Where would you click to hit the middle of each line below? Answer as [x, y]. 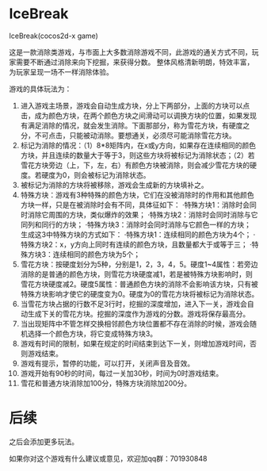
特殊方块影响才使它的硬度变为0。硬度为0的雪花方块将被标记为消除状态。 [139, 293]
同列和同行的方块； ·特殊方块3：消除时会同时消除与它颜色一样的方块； [136, 224]
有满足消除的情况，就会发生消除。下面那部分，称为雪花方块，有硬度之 [135, 125]
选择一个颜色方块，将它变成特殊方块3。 [92, 333]
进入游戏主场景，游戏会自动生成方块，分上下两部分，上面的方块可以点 [135, 105]
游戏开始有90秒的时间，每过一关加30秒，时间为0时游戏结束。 [122, 373]
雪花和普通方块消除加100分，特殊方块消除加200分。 [106, 383]
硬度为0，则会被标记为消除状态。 [96, 174]
